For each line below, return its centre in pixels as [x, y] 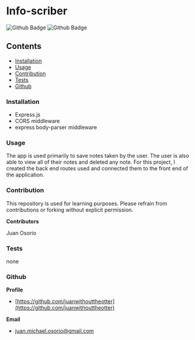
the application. [25, 175]
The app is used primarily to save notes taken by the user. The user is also [98, 156]
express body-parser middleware [56, 127]
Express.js [28, 115]
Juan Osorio [22, 233]
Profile [15, 290]
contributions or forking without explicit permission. [70, 210]
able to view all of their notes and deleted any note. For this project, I [91, 162]
